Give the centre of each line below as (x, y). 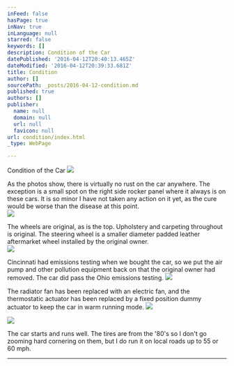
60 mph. (19, 349)
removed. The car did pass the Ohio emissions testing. (85, 278)
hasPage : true (28, 20)
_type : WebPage (29, 144)
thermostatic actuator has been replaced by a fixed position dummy (104, 299)
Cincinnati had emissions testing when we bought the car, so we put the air (115, 262)
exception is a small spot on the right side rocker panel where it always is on (117, 191)
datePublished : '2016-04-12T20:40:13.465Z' (71, 59)
